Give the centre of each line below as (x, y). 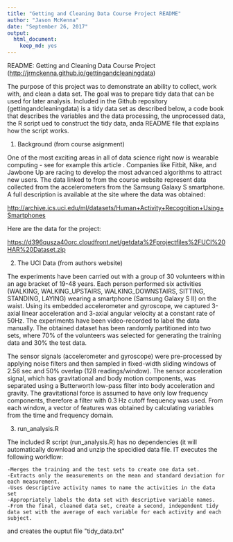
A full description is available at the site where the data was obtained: (106, 194)
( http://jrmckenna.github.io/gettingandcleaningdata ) (81, 73)
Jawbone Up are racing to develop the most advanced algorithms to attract (114, 172)
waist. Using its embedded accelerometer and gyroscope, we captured (109, 306)
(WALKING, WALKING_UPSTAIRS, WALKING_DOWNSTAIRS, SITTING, (106, 291)
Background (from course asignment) (71, 144)
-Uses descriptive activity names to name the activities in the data (111, 488)
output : (18, 33)
